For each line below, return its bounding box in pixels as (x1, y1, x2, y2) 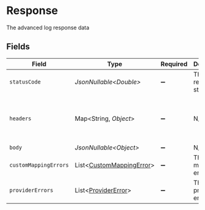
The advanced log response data (6, 24, 90, 31)
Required (160, 59, 188, 68)
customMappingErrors (9, 161, 69, 168)
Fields (6, 42, 31, 52)
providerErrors (9, 187, 54, 194)
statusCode (9, 78, 41, 85)
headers (9, 115, 32, 122)
